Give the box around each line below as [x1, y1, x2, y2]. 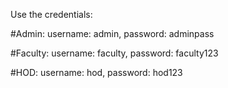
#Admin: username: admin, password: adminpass [10, 28, 215, 39]
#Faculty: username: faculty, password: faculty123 [10, 47, 219, 59]
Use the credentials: [10, 9, 93, 20]
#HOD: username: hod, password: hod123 [10, 67, 183, 78]
